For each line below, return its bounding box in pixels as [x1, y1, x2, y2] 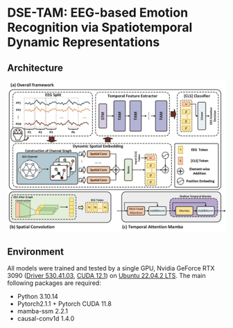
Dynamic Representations [7, 35, 160, 50]
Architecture [7, 62, 64, 74]
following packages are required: [7, 279, 102, 287]
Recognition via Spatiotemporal [7, 19, 193, 35]
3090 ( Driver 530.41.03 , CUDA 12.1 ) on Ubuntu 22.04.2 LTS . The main [7, 272, 206, 280]
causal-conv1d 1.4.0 [17, 314, 75, 323]
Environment [7, 245, 64, 257]
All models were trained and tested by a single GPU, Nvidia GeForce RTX [7, 264, 215, 273]
